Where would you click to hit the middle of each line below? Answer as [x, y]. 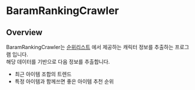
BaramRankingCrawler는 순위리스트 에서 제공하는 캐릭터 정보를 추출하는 [90, 47]
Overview [24, 32]
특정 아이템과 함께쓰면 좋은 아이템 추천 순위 [64, 81]
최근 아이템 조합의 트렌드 [43, 74]
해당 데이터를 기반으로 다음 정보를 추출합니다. [58, 62]
